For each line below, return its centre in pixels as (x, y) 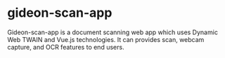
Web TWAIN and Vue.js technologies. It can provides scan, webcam (106, 39)
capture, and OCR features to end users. (66, 47)
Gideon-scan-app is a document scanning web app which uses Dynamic (112, 32)
